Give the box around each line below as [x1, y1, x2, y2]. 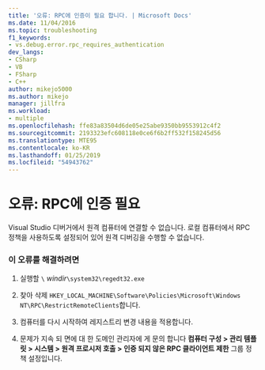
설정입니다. [28, 353, 63, 364]
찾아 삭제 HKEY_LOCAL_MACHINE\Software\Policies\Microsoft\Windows [19, 290, 241, 300]
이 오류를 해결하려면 [8, 254, 80, 265]
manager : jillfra [8, 100, 66, 108]
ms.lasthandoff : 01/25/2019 [8, 151, 101, 159]
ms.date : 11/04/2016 [8, 19, 77, 27]
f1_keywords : [8, 33, 51, 42]
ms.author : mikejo [8, 92, 69, 100]
